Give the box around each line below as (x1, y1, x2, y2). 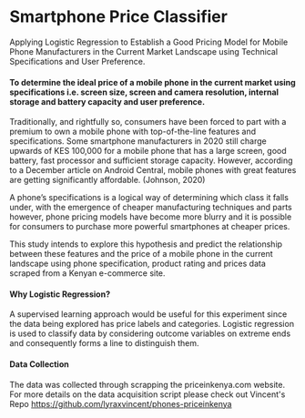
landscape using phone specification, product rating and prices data (9, 258, 267, 270)
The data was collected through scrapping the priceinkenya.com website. (9, 379, 286, 390)
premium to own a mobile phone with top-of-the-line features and (9, 126, 257, 138)
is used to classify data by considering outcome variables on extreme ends (9, 328, 291, 339)
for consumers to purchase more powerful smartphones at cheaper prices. (9, 221, 290, 232)
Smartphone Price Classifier (9, 6, 228, 27)
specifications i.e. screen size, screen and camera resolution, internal (9, 87, 280, 97)
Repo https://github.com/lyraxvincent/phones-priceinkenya (9, 398, 232, 409)
